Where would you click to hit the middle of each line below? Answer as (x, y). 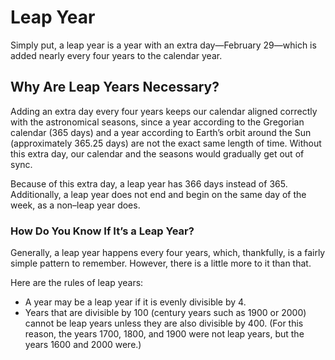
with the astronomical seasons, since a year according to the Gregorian (157, 122)
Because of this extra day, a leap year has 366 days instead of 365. (149, 183)
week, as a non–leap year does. (75, 205)
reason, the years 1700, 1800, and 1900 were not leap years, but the (164, 334)
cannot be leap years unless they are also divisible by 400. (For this (164, 323)
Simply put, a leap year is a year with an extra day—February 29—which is (163, 45)
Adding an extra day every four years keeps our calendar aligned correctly (164, 111)
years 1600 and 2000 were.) (83, 345)
